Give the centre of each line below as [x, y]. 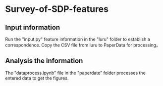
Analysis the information [44, 61]
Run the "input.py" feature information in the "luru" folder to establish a [78, 39]
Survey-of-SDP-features [57, 9]
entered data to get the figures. [37, 78]
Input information [33, 27]
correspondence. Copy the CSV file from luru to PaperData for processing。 [83, 45]
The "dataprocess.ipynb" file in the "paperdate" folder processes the [76, 73]
